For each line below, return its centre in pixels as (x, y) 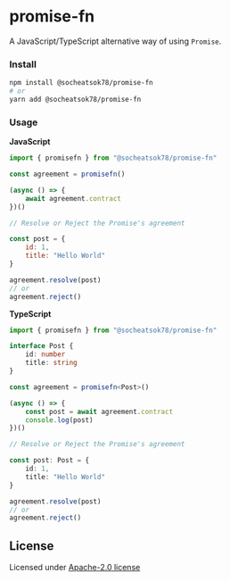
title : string (51, 363)
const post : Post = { (49, 461)
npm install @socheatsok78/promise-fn (81, 83)
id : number (45, 354)
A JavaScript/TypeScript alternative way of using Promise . (115, 41)
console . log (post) (59, 420)
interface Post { (41, 346)
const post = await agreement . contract (99, 411)
